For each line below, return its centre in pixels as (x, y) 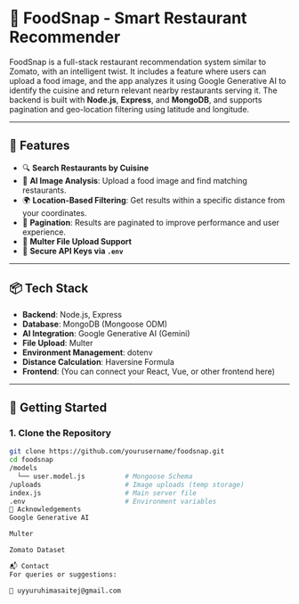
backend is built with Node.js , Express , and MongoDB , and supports (136, 99)
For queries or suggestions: (63, 575)
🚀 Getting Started (58, 407)
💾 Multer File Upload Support (77, 241)
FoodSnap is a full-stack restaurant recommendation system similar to (138, 62)
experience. (44, 232)
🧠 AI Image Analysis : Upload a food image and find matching (134, 180)
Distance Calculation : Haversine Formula (98, 361)
